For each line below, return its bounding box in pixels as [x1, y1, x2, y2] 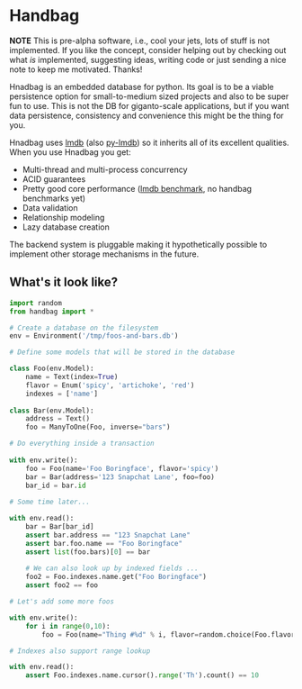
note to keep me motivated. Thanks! [9, 64, 143, 75]
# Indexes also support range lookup [9, 646, 151, 656]
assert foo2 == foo [25, 581, 99, 590]
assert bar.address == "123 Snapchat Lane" [25, 530, 191, 539]
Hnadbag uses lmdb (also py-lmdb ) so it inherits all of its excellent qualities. [9, 137, 289, 148]
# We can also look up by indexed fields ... [25, 564, 200, 573]
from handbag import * [9, 307, 94, 316]
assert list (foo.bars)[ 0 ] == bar [25, 547, 151, 557]
